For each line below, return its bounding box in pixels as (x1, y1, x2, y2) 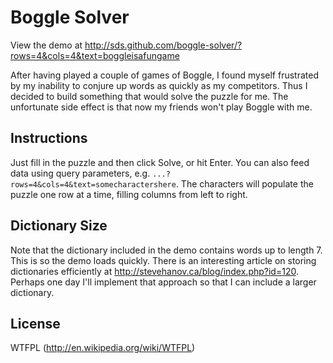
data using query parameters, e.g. (10, 167, 151, 179)
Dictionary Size (10, 217, 108, 235)
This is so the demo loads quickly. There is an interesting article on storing (10, 254, 317, 266)
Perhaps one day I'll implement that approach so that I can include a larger (10, 276, 317, 288)
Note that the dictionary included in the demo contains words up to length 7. (10, 244, 323, 256)
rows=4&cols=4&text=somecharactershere (10, 179, 177, 190)
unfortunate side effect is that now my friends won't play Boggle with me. (10, 101, 313, 113)
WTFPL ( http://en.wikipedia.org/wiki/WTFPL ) (10, 342, 196, 354)
